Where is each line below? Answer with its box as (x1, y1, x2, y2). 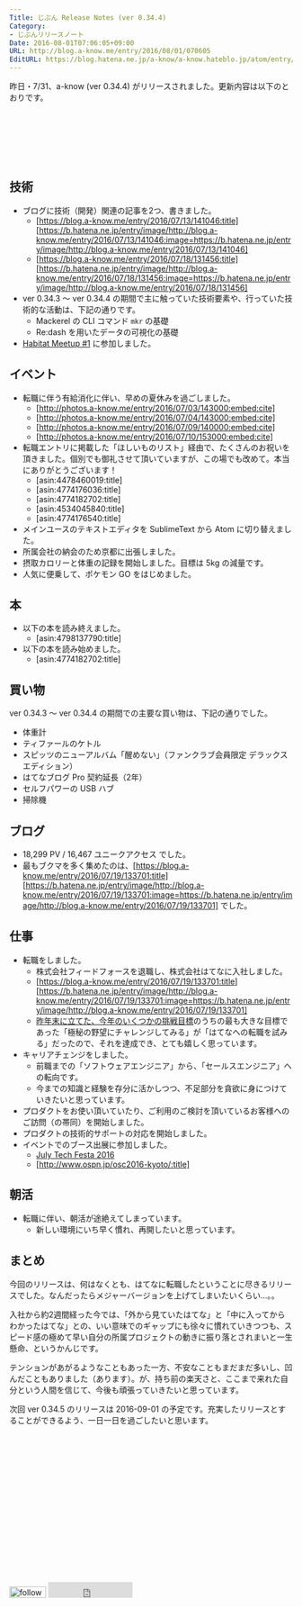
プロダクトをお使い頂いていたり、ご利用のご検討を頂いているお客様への (22, 1105, 290, 1116)
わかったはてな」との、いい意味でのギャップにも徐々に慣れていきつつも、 (9, 1320, 285, 1331)
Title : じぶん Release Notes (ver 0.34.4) (9, 13, 167, 23)
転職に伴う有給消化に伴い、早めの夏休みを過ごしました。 (22, 393, 235, 403)
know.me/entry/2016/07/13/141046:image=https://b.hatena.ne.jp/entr (35, 234, 292, 245)
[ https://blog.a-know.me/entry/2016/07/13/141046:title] (35, 215, 239, 226)
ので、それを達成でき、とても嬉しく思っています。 (75, 1037, 262, 1049)
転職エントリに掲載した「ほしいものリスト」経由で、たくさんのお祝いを (22, 442, 290, 453)
